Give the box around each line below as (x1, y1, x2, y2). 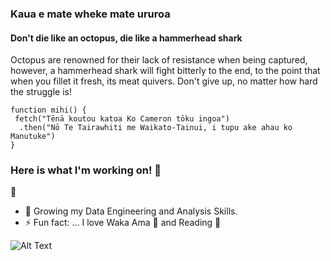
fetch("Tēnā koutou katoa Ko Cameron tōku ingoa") (14, 114, 230, 124)
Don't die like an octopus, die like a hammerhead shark (10, 32, 243, 44)
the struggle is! (10, 86, 72, 98)
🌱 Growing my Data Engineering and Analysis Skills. (24, 205, 238, 217)
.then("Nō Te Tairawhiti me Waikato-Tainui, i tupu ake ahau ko (19, 123, 293, 133)
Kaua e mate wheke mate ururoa (10, 7, 171, 21)
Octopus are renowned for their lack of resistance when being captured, (10, 54, 308, 66)
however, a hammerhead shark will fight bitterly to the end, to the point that (10, 65, 321, 77)
